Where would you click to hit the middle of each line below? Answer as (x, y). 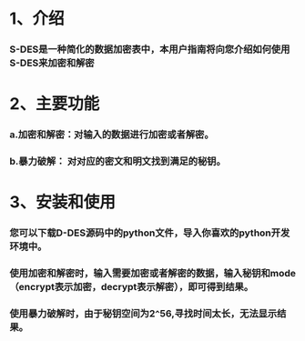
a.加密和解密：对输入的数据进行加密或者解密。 (112, 135)
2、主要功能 (55, 104)
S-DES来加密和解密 (52, 63)
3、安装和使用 (63, 202)
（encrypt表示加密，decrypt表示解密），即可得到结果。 (132, 287)
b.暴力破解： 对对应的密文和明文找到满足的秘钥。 (117, 162)
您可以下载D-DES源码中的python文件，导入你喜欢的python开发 (150, 233)
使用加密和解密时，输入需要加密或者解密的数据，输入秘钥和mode (153, 274)
